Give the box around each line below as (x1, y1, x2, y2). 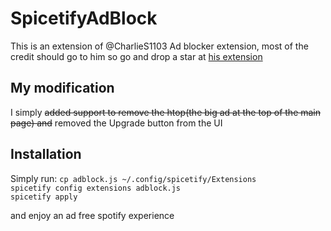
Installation (10, 146, 82, 163)
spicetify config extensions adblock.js (10, 183, 182, 193)
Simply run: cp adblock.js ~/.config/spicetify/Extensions (10, 172, 257, 184)
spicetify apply (10, 192, 78, 202)
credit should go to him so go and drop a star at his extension (10, 50, 263, 62)
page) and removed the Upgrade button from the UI (10, 117, 223, 129)
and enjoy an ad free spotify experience (10, 209, 175, 221)
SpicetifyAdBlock (10, 7, 158, 30)
